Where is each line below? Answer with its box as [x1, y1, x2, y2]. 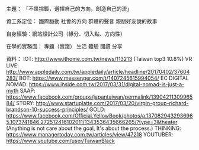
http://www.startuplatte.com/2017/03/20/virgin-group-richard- [36, 100, 189, 106]
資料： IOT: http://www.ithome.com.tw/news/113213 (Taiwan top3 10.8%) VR [6, 56, 192, 62]
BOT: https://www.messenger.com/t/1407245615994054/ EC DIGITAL [18, 74, 190, 81]
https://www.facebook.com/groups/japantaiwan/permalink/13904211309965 [6, 93, 193, 100]
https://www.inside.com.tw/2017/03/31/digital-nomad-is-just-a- [28, 81, 185, 87]
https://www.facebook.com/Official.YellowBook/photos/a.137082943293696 [6, 112, 193, 119]
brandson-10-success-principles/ [6, 106, 88, 113]
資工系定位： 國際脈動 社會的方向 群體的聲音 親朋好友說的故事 [6, 18, 158, 25]
